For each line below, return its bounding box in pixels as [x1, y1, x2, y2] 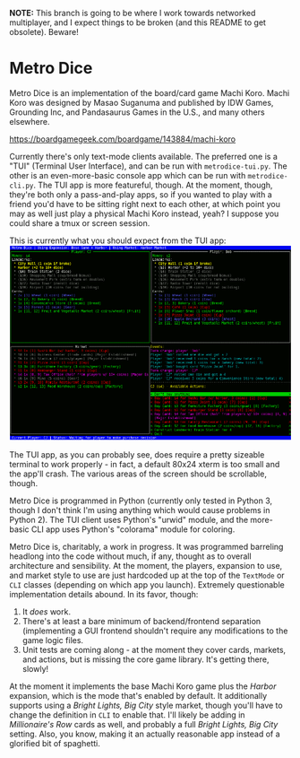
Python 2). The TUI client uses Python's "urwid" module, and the [9, 515, 249, 526]
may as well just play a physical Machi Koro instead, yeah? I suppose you [9, 208, 279, 219]
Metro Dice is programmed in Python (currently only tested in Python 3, [9, 495, 273, 506]
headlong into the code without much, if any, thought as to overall [9, 551, 253, 562]
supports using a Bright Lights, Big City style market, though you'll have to [9, 700, 284, 711]
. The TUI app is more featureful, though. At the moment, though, [32, 179, 273, 190]
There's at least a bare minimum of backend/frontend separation [21, 616, 261, 627]
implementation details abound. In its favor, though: [9, 589, 199, 600]
